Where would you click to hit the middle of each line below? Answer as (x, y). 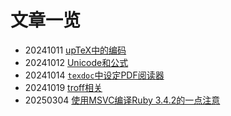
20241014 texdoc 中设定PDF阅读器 (94, 75)
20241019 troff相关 (63, 87)
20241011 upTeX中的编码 (75, 50)
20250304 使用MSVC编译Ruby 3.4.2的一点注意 (122, 100)
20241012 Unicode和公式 (76, 62)
